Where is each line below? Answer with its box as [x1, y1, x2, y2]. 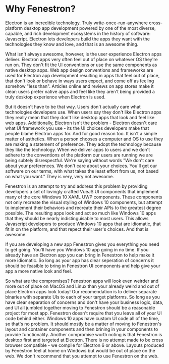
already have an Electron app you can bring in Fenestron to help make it [5, 252, 155, 258]
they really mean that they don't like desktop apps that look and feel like [5, 114, 155, 120]
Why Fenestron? [5, 3, 76, 15]
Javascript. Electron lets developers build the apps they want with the [5, 36, 150, 42]
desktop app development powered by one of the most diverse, [23, 25, 156, 31]
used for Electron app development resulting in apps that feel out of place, [5, 72, 160, 78]
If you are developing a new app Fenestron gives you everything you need [5, 241, 159, 247]
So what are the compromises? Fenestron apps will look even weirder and [5, 278, 159, 284]
